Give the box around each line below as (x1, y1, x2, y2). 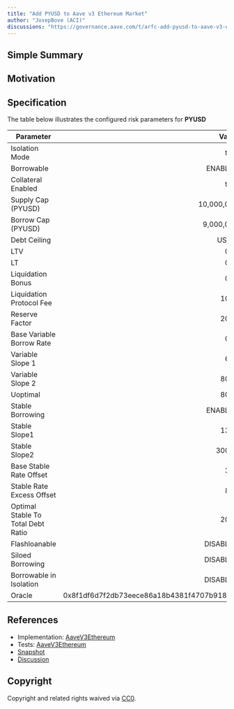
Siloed (10, 550, 31, 560)
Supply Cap (10, 195, 49, 205)
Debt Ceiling (10, 235, 52, 244)
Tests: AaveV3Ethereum (17, 640, 86, 648)
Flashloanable (10, 539, 57, 548)
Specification (7, 96, 67, 108)
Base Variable (10, 329, 56, 339)
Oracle (10, 590, 33, 600)
